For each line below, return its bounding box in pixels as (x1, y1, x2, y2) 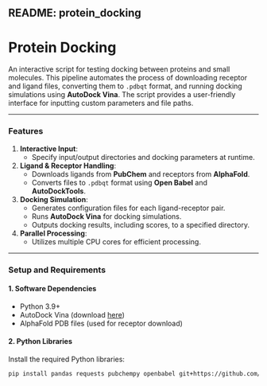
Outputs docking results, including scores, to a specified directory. (31, 220, 250, 229)
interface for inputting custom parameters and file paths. (8, 99, 194, 108)
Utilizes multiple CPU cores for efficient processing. (31, 236, 201, 246)
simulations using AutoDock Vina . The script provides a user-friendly (8, 90, 236, 99)
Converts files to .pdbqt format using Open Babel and (31, 177, 208, 187)
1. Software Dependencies (8, 284, 97, 294)
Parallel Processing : (19, 228, 87, 238)
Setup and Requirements (8, 264, 106, 275)
